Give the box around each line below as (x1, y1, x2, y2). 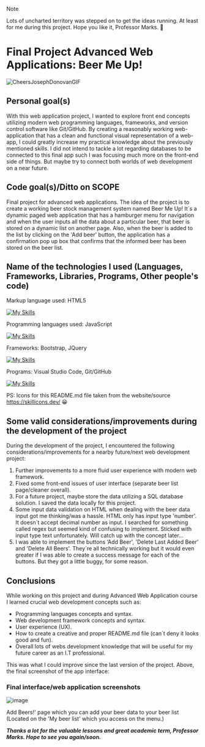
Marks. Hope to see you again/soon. (6, 734, 102, 741)
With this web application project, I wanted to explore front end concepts (6, 112, 190, 119)
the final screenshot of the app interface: (6, 667, 110, 675)
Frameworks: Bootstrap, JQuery (6, 344, 87, 351)
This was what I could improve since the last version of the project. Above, (6, 661, 195, 668)
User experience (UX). (15, 623, 72, 630)
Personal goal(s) (6, 96, 70, 107)
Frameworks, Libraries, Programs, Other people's (6, 271, 199, 281)
